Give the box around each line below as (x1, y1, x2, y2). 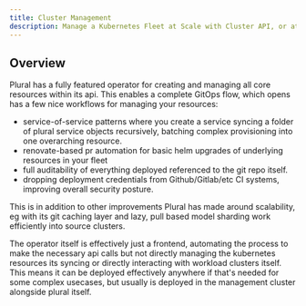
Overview (9, 55, 66, 71)
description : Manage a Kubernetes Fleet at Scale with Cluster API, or (9, 22, 287, 31)
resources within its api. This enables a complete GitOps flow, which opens (9, 89, 291, 100)
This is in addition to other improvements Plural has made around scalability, (9, 202, 296, 212)
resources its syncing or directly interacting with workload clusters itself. (9, 258, 282, 269)
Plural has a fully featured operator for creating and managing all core (9, 79, 271, 91)
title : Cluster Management (9, 13, 112, 23)
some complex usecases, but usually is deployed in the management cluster (9, 277, 296, 288)
